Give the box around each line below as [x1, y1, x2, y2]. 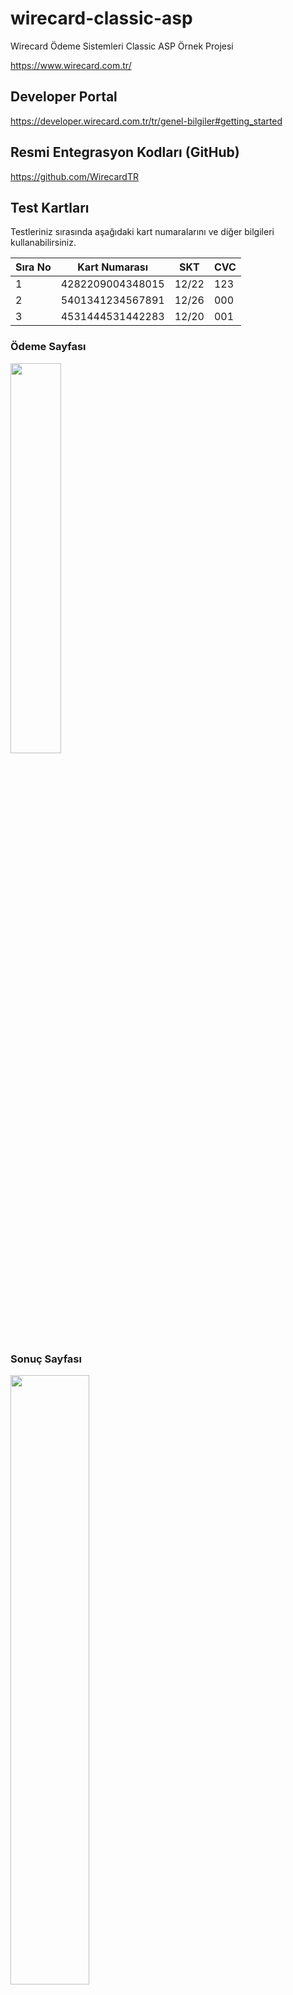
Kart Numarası [77, 260, 149, 274]
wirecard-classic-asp [10, 7, 193, 30]
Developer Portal [10, 88, 118, 106]
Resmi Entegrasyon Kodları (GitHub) [10, 144, 240, 161]
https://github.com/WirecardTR [10, 170, 139, 182]
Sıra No [15, 260, 52, 274]
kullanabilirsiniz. [10, 237, 77, 249]
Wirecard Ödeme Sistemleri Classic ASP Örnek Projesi [10, 40, 234, 52]
